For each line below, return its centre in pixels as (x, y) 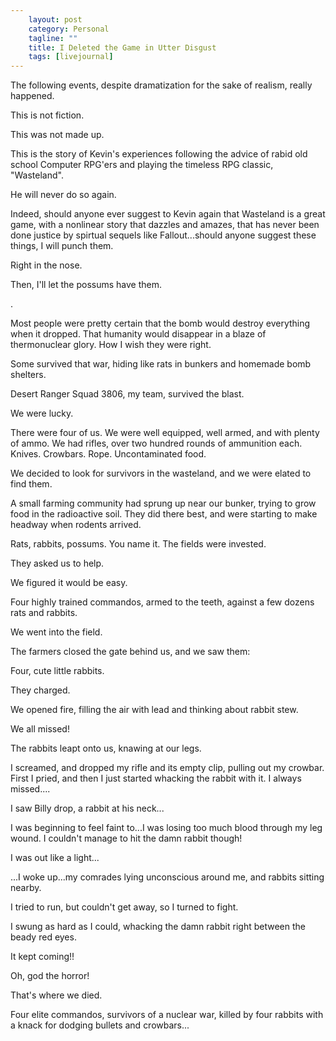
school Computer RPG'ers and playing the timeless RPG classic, (142, 165)
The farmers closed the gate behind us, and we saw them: (130, 652)
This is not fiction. (47, 115)
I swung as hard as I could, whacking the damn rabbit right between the (158, 927)
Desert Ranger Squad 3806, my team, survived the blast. (127, 394)
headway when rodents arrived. (76, 525)
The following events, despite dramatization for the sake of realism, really (161, 85)
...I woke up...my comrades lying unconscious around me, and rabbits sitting (167, 877)
